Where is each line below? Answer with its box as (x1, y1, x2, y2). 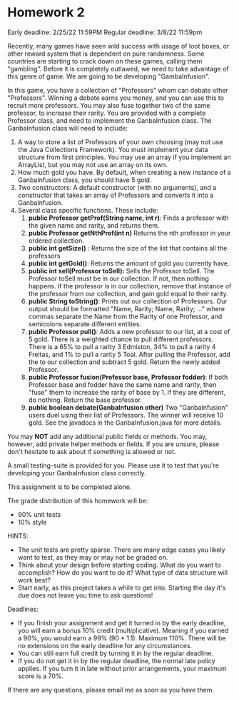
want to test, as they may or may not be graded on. (17, 553, 168, 561)
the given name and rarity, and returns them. (28, 221, 160, 229)
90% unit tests (17, 510, 61, 518)
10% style (17, 518, 47, 526)
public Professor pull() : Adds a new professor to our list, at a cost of (28, 327, 230, 336)
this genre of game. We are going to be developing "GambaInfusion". (7, 72, 210, 81)
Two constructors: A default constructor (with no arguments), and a (17, 183, 217, 191)
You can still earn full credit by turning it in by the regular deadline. (17, 649, 214, 657)
